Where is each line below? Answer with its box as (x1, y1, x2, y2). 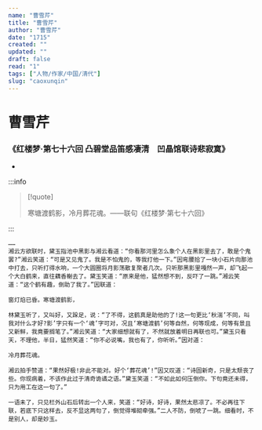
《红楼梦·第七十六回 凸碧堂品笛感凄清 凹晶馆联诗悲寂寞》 (8, 143, 230, 154)
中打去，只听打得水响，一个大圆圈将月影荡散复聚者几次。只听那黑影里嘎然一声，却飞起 (8, 264, 248, 271)
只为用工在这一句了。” (8, 383, 68, 391)
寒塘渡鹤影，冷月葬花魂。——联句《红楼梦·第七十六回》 (27, 208, 209, 217)
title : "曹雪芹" (8, 19, 58, 27)
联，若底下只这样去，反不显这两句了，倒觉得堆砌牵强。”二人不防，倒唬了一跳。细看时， (8, 406, 249, 414)
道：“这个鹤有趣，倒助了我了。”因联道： (8, 280, 118, 289)
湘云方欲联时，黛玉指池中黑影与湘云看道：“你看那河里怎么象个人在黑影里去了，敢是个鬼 (8, 247, 251, 255)
